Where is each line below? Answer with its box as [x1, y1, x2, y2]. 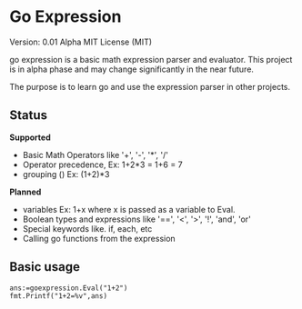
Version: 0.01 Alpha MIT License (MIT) [9, 36, 153, 47]
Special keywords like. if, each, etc [22, 223, 153, 234]
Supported [9, 132, 52, 143]
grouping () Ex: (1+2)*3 [22, 168, 110, 179]
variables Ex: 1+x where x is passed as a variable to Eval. [22, 204, 236, 214]
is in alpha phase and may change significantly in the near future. [9, 64, 255, 75]
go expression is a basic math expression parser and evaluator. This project [9, 54, 293, 65]
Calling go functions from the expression [22, 233, 176, 244]
